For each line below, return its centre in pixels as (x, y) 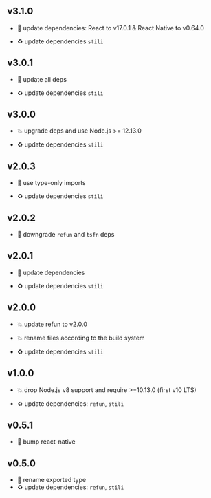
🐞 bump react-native (46, 442)
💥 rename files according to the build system (81, 338)
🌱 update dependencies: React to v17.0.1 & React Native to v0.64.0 (111, 28)
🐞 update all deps (42, 79)
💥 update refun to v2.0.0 (52, 324)
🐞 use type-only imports (51, 183)
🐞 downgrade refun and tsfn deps (66, 235)
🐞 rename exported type (52, 480)
